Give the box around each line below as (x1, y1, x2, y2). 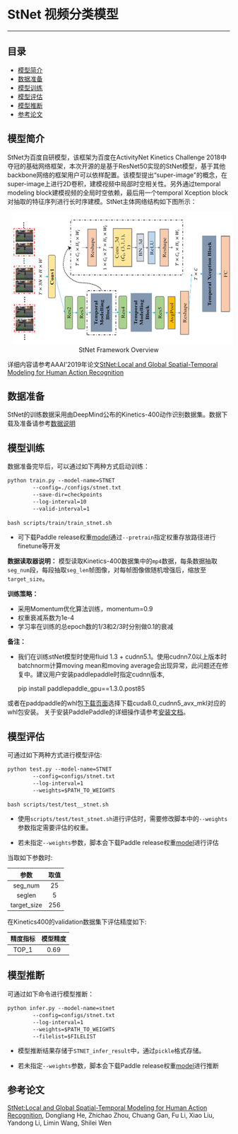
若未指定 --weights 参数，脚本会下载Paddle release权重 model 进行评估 (17, 839, 219, 846)
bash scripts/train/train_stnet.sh (7, 520, 112, 527)
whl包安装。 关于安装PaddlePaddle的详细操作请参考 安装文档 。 (7, 708, 190, 716)
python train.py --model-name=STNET (7, 477, 115, 484)
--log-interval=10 (32, 499, 87, 506)
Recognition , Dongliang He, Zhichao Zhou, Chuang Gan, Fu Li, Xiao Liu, (7, 1111, 215, 1119)
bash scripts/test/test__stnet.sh (7, 801, 109, 808)
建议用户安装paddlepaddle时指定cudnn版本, (36, 670, 165, 679)
